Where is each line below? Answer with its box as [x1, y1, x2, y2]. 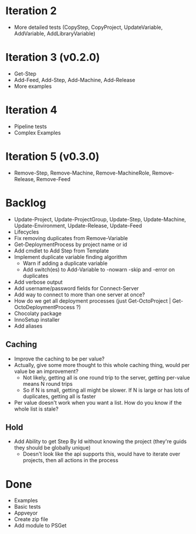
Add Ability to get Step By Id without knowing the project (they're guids [14, 438, 187, 445]
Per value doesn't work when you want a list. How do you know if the [14, 399, 182, 406]
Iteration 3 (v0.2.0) [5, 51, 101, 64]
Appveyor [14, 509, 38, 517]
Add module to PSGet [14, 522, 67, 529]
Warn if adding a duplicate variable [22, 260, 108, 267]
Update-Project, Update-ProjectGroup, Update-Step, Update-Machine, [14, 215, 187, 222]
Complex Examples [14, 129, 61, 136]
